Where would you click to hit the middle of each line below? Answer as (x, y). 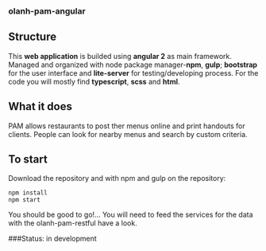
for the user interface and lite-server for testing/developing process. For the (133, 73)
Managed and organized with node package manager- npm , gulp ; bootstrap (133, 65)
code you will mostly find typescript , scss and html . (94, 81)
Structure (33, 37)
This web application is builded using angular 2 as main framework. (120, 56)
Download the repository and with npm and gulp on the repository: (117, 178)
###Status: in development (52, 239)
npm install (28, 193)
